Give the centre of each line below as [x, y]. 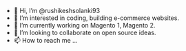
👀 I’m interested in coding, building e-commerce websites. [96, 18]
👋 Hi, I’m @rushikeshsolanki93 [57, 11]
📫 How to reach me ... [45, 40]
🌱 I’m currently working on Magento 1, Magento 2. [84, 25]
